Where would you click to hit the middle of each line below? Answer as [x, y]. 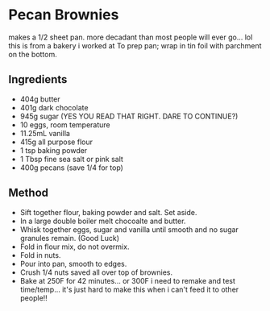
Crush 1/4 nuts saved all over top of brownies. [96, 272]
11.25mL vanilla [45, 133]
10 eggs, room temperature [65, 124]
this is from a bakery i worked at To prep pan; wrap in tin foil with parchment [135, 45]
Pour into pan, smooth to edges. [73, 263]
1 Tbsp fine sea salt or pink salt [71, 159]
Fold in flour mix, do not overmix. [75, 247]
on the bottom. [33, 54]
